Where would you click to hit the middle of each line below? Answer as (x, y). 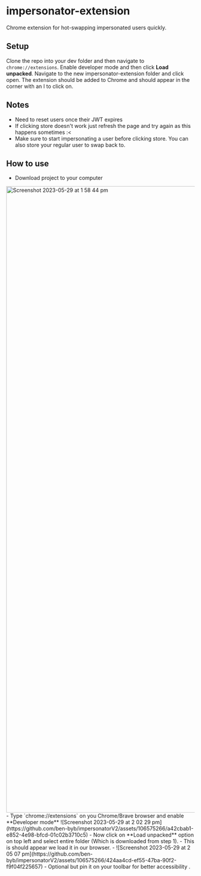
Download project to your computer (59, 178)
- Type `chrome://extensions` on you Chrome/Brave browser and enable (95, 816)
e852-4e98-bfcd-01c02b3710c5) (47, 835)
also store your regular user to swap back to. (70, 145)
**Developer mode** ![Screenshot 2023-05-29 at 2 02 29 (78, 822)
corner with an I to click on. (40, 86)
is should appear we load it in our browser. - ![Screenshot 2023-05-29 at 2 (98, 848)
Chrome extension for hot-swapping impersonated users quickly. (86, 28)
